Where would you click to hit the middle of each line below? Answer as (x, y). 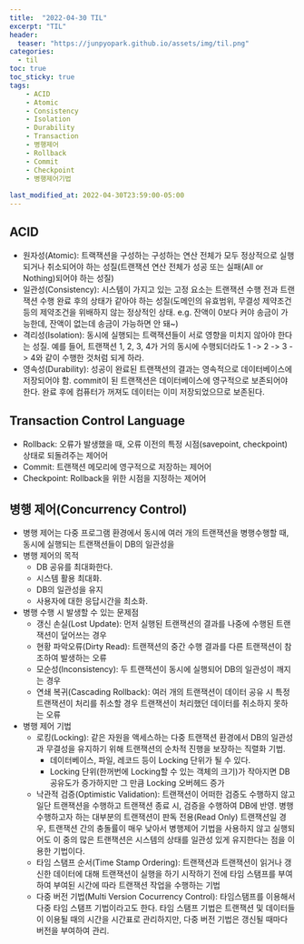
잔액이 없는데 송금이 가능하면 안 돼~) (114, 323)
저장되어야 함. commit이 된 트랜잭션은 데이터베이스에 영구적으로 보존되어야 (155, 380)
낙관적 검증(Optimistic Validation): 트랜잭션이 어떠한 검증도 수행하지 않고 (166, 794)
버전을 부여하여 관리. (73, 931)
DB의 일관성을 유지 (69, 590)
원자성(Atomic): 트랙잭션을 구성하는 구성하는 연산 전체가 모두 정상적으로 (150, 255)
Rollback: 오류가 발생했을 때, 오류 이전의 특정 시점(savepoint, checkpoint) (155, 444)
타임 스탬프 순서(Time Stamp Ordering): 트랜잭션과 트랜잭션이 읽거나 (159, 863)
